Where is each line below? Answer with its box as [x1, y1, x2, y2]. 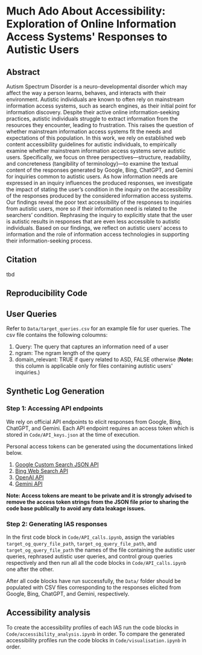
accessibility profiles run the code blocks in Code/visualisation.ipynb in [6, 636, 187, 644]
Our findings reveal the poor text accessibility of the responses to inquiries [6, 198, 192, 206]
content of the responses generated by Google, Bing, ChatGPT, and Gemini [6, 166, 193, 174]
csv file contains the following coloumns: [6, 331, 108, 339]
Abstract [6, 67, 40, 77]
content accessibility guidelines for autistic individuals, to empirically [6, 141, 177, 148]
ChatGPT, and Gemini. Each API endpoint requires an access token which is [6, 425, 194, 432]
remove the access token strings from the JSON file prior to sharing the [6, 498, 189, 506]
